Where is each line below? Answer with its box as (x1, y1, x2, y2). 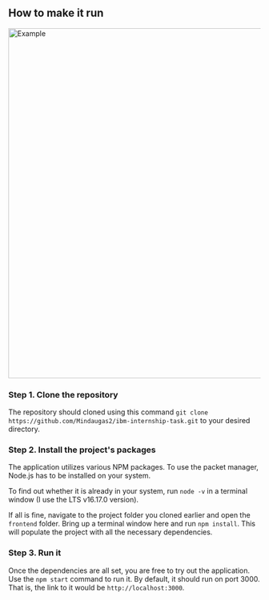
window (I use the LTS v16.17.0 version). (8, 495, 139, 505)
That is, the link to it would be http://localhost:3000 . (8, 582, 185, 592)
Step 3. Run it (8, 547, 62, 558)
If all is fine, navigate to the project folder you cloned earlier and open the (8, 510, 251, 520)
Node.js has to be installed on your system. (8, 471, 151, 481)
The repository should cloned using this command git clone (8, 407, 208, 417)
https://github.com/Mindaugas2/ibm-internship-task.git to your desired (8, 416, 251, 426)
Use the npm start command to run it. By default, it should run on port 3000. (8, 574, 260, 583)
